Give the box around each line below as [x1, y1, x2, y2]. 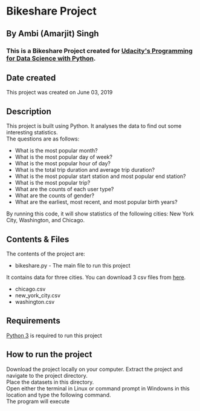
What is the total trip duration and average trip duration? [15, 166, 155, 174]
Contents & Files [6, 234, 69, 245]
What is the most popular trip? [15, 179, 91, 186]
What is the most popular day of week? [15, 153, 113, 161]
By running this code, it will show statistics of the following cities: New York [6, 210, 195, 217]
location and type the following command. [6, 391, 111, 398]
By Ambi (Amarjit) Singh [6, 28, 99, 39]
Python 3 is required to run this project [6, 332, 103, 339]
